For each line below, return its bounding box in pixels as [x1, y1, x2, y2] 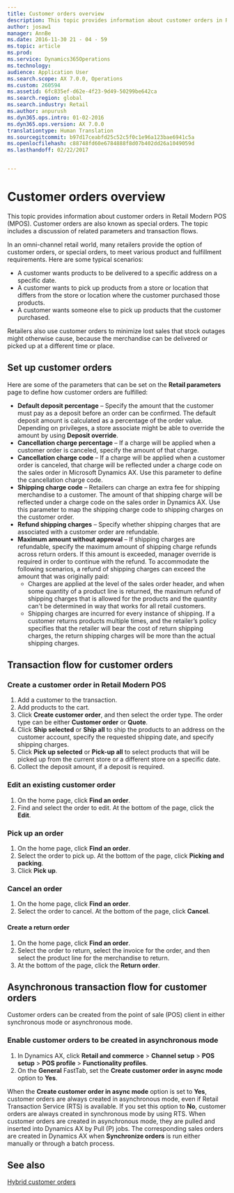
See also [7, 1159, 45, 1171]
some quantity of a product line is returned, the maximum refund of [27, 587, 221, 595]
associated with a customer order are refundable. [17, 527, 159, 536]
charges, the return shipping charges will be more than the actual [27, 631, 216, 640]
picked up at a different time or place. [7, 342, 115, 350]
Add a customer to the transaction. [17, 696, 118, 704]
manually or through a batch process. [7, 1139, 115, 1148]
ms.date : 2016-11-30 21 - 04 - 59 [7, 36, 108, 43]
